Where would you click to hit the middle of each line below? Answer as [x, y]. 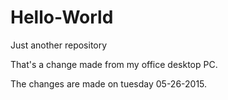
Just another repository [59, 45]
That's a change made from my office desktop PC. [114, 64]
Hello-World [62, 17]
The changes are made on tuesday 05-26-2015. [109, 83]
